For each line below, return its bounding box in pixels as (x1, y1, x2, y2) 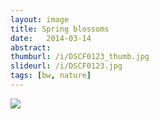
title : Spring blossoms (10, 24, 110, 34)
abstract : (10, 42, 52, 53)
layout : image (10, 14, 70, 25)
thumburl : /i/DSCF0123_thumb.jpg (10, 52, 150, 62)
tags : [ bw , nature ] (10, 71, 92, 81)
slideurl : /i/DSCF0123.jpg (10, 61, 123, 71)
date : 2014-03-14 (10, 33, 92, 43)
